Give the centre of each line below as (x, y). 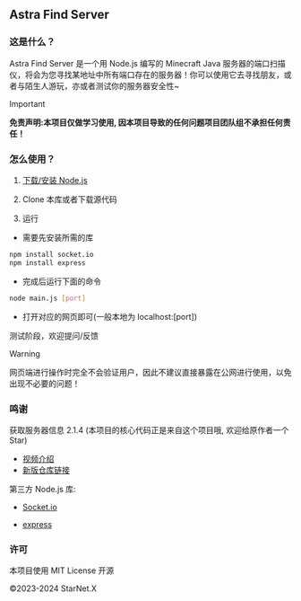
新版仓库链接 (46, 470)
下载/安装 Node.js (55, 180)
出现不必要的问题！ (45, 383)
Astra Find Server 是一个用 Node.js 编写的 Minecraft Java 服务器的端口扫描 (148, 63)
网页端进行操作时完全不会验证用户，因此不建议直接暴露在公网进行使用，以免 (150, 372)
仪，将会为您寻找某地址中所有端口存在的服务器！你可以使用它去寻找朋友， (146, 75)
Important (27, 103)
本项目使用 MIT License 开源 (62, 570)
